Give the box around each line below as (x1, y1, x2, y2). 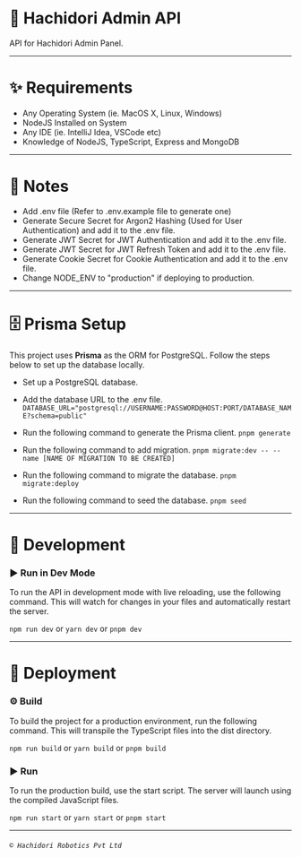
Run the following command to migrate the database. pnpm (21, 470, 236, 480)
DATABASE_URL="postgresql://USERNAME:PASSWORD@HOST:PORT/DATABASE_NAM (21, 403, 292, 412)
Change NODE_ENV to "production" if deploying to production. (21, 273, 255, 283)
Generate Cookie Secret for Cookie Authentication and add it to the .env (21, 253, 288, 264)
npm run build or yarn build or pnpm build (9, 742, 167, 753)
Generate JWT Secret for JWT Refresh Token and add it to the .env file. (21, 244, 287, 255)
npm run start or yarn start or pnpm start (9, 812, 167, 823)
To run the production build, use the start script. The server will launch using (9, 785, 292, 796)
